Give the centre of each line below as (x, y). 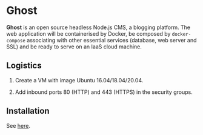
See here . (18, 125)
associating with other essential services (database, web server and (112, 40)
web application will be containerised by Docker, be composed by (88, 33)
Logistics (24, 66)
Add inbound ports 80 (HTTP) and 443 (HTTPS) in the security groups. (104, 92)
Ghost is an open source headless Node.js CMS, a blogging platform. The (98, 27)
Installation (28, 111)
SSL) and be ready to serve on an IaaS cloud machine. (74, 47)
